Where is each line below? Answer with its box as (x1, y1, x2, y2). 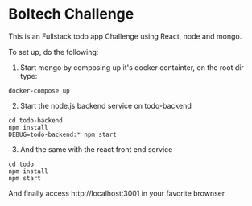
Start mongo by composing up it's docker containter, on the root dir (19, 62, 244, 72)
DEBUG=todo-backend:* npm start (8, 130, 117, 138)
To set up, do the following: (8, 47, 99, 56)
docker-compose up (8, 86, 70, 95)
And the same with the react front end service (19, 144, 173, 154)
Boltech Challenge (8, 5, 134, 23)
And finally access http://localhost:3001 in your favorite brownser (8, 188, 225, 198)
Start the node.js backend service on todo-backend (19, 101, 192, 110)
